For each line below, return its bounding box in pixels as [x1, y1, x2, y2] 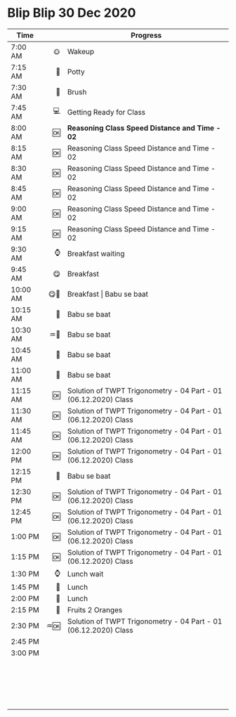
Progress [131, 30, 162, 40]
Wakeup [67, 46, 95, 56]
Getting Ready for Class [67, 107, 146, 117]
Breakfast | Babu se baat [67, 289, 149, 299]
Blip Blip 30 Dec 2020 [7, 5, 136, 21]
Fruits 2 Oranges [67, 605, 123, 614]
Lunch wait [67, 569, 104, 579]
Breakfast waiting [67, 248, 125, 258]
